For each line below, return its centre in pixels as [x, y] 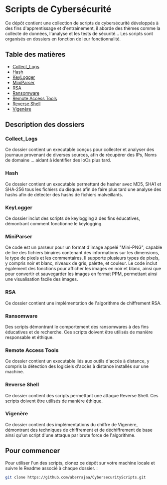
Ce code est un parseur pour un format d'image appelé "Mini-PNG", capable [84, 247]
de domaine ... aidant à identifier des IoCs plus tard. [58, 160]
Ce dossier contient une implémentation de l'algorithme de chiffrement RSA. [83, 303]
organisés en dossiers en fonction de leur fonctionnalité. [63, 39]
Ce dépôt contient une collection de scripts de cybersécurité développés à [82, 23]
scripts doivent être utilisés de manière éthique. [54, 401]
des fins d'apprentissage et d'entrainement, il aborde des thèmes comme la [83, 28]
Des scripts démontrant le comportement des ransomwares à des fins [77, 326]
